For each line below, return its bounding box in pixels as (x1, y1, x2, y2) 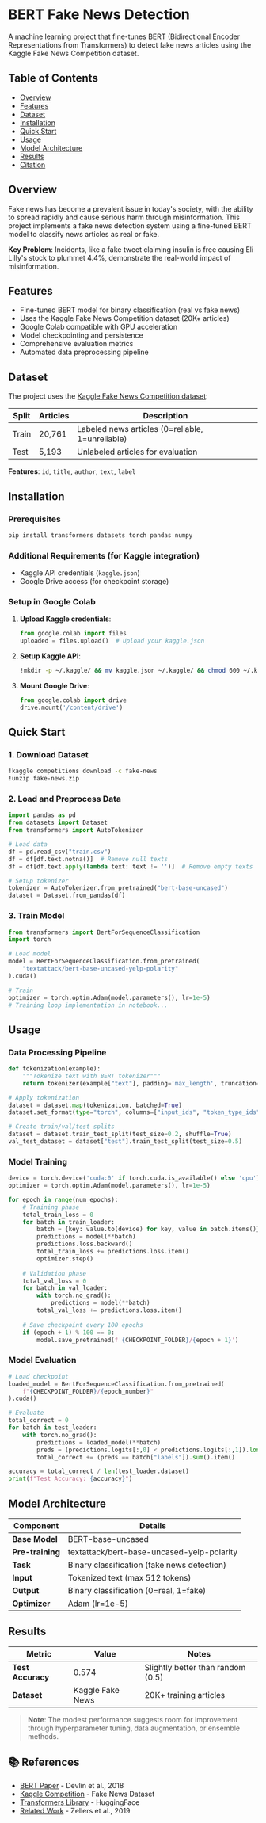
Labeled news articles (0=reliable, (76, 424, 203, 435)
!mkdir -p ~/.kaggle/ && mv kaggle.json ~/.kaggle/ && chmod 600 (19, 667, 240, 675)
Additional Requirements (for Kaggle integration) (8, 550, 200, 561)
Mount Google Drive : (19, 681, 89, 690)
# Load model (8, 950, 51, 958)
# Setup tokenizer (8, 877, 69, 885)
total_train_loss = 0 (22, 1211, 93, 1219)
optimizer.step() (36, 1254, 93, 1263)
